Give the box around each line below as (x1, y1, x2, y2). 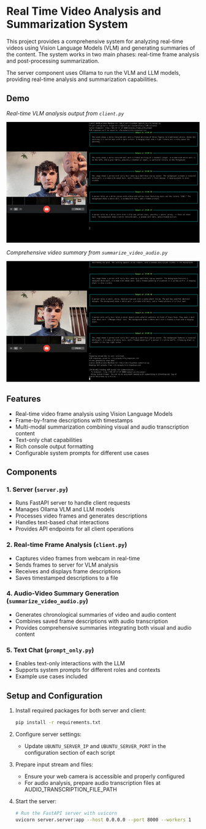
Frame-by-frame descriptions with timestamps (15, 416, 133, 424)
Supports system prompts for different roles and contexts (15, 667, 161, 674)
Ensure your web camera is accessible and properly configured (24, 773, 185, 780)
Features (6, 394, 41, 404)
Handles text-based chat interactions (15, 519, 109, 526)
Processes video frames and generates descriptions (15, 512, 148, 519)
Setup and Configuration (6, 690, 103, 701)
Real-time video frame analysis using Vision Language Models (15, 410, 173, 418)
